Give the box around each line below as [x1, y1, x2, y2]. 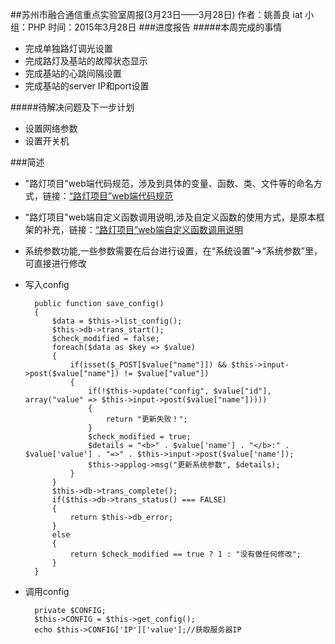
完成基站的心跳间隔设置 [24, 68, 122, 79]
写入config [24, 279, 70, 290]
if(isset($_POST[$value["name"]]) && [69, 360, 227, 370]
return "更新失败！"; [105, 414, 188, 424]
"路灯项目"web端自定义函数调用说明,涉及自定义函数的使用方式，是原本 [24, 211, 317, 223]
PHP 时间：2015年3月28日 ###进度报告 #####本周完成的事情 [27, 21, 283, 33]
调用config [24, 586, 70, 597]
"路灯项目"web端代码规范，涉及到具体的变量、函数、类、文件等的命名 [24, 178, 314, 189]
